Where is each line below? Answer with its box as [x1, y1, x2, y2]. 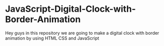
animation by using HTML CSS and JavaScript [5, 35, 100, 41]
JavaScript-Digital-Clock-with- [5, 3, 136, 15]
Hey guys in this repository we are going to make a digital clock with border [5, 30, 160, 36]
